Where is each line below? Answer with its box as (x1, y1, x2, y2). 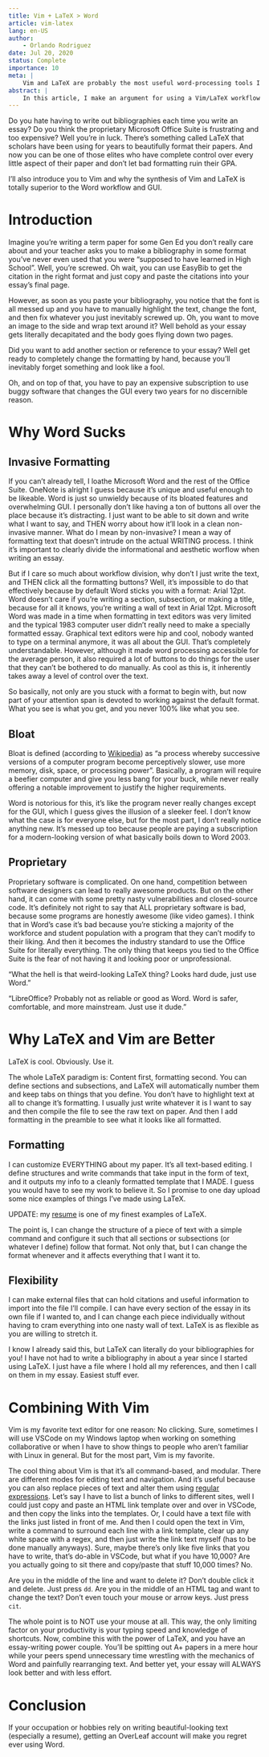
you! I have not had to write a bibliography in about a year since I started (8, 1353, 248, 1363)
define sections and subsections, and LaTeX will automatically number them (8, 1081, 259, 1090)
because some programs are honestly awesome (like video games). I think (8, 911, 255, 921)
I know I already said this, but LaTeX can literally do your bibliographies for (8, 1345, 255, 1355)
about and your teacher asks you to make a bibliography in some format (8, 246, 247, 255)
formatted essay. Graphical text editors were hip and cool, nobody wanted (8, 628, 255, 639)
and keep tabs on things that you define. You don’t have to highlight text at (8, 1089, 255, 1099)
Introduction (8, 210, 93, 229)
